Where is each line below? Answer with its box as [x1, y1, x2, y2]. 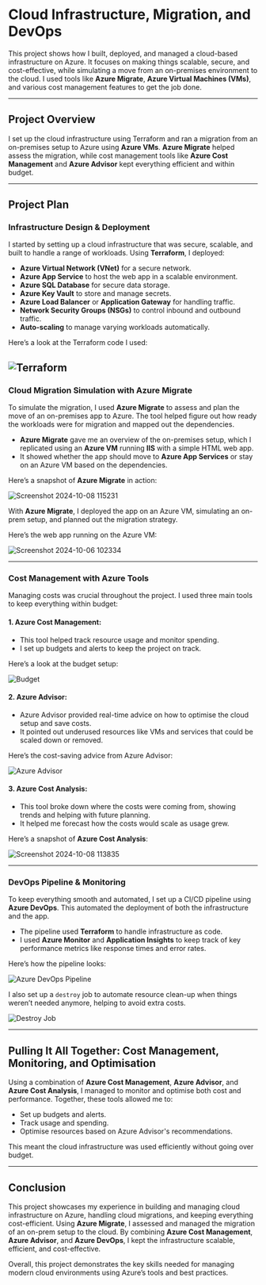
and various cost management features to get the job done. [8, 82, 202, 92]
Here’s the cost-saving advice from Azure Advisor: [8, 750, 173, 760]
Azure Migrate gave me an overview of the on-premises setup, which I [19, 435, 252, 445]
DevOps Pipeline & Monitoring [8, 876, 127, 888]
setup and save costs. [19, 718, 92, 727]
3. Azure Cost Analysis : [8, 784, 88, 794]
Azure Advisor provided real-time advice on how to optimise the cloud [19, 710, 249, 719]
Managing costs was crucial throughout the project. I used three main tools [8, 591, 253, 600]
